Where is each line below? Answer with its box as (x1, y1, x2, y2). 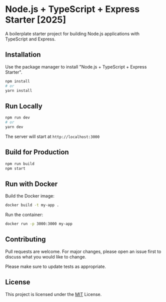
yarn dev (5, 124, 23, 129)
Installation (5, 50, 41, 59)
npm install (5, 78, 30, 83)
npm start (5, 166, 26, 171)
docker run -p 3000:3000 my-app (5, 221, 72, 226)
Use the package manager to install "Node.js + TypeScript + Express (5, 63, 147, 69)
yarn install (5, 88, 32, 93)
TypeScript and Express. (5, 36, 56, 42)
